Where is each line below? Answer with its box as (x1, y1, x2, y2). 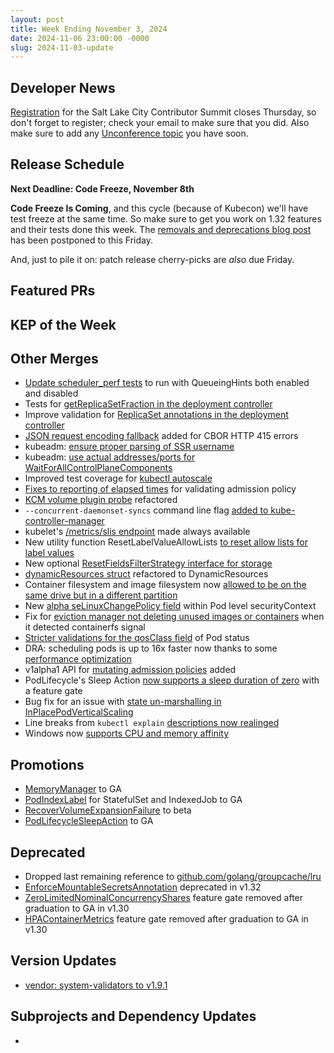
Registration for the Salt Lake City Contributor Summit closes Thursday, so (10, 106, 317, 118)
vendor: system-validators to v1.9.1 (24, 979, 168, 991)
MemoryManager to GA (24, 783, 122, 795)
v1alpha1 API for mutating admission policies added (24, 664, 237, 676)
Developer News (10, 79, 116, 96)
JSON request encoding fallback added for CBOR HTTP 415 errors (24, 430, 299, 442)
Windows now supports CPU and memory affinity (24, 727, 230, 740)
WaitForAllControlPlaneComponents (24, 462, 173, 474)
